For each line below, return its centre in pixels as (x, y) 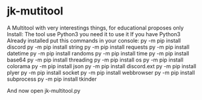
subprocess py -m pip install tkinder (52, 79)
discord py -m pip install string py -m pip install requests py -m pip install (98, 47)
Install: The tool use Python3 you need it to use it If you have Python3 (94, 34)
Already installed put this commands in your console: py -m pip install (94, 40)
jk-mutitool (35, 11)
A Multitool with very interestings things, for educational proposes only (95, 28)
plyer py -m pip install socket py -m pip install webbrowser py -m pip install (101, 72)
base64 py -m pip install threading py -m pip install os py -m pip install (95, 60)
